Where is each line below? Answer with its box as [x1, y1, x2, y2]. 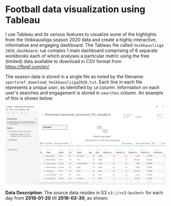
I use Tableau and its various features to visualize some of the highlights [5, 31, 157, 37]
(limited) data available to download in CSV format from [5, 58, 122, 64]
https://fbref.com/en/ [5, 64, 50, 70]
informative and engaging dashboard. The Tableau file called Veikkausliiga [5, 42, 164, 48]
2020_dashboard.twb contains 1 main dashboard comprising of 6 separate [5, 47, 158, 53]
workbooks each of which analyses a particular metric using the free [5, 52, 150, 59]
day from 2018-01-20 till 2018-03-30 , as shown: [5, 195, 108, 201]
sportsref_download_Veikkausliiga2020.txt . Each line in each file [5, 79, 142, 85]
